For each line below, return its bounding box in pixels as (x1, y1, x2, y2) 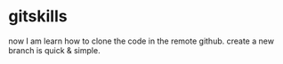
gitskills (8, 6, 68, 27)
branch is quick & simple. (8, 44, 101, 55)
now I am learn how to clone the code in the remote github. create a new (8, 36, 275, 46)
